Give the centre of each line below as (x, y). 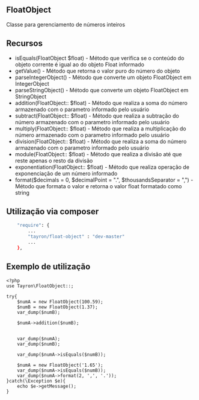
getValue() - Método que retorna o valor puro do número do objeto (97, 71)
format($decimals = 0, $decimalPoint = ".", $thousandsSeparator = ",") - (104, 180)
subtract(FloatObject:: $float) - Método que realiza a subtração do (97, 116)
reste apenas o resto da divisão (54, 160)
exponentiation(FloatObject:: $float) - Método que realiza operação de (102, 167)
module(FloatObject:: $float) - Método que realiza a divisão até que (98, 154)
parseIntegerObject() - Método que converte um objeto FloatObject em (103, 77)
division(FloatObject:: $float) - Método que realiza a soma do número (101, 141)
